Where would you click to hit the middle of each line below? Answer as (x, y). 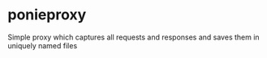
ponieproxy (47, 15)
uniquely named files (43, 45)
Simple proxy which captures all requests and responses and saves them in (134, 37)
